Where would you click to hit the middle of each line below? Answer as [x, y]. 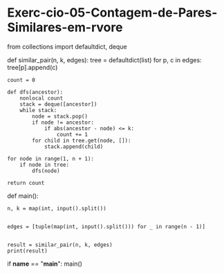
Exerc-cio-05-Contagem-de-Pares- [112, 13]
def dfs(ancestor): [35, 92]
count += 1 [72, 134]
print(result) [28, 250]
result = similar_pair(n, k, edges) [60, 245]
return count [26, 183]
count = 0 [21, 80]
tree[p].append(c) [32, 67]
